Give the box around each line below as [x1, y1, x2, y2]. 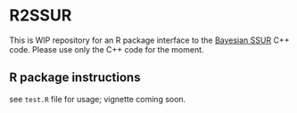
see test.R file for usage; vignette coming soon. [9, 93, 186, 104]
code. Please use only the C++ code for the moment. [9, 44, 204, 54]
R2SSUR [9, 5, 72, 26]
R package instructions [9, 70, 141, 85]
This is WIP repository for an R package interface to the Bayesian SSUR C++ [9, 35, 290, 45]
